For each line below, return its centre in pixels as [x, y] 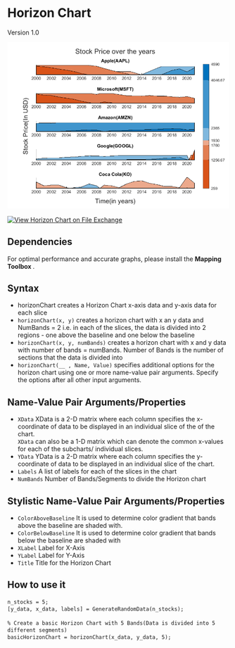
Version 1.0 [23, 32]
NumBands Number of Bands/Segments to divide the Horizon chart [112, 479]
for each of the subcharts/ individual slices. [80, 449]
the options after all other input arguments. [80, 380]
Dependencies [40, 242]
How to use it [37, 585]
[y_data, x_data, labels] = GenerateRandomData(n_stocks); [96, 609]
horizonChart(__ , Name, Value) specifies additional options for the [116, 365]
